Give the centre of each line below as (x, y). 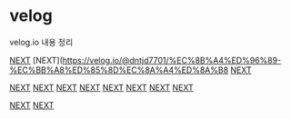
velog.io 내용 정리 (41, 42)
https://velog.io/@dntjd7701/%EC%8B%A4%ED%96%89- (172, 60)
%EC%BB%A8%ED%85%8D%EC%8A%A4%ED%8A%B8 (119, 70)
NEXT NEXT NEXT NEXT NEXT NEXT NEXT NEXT (101, 87)
